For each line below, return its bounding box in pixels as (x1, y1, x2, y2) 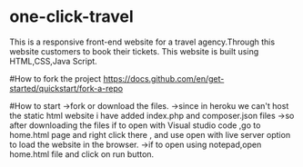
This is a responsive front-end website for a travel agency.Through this (9, 36, 276, 47)
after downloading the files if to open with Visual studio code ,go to (9, 120, 261, 131)
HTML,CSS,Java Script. (9, 55, 97, 66)
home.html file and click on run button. (9, 148, 155, 160)
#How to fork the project (9, 73, 102, 83)
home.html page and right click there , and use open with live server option (9, 129, 291, 140)
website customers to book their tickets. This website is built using (9, 45, 259, 56)
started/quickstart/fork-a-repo (9, 83, 124, 93)
